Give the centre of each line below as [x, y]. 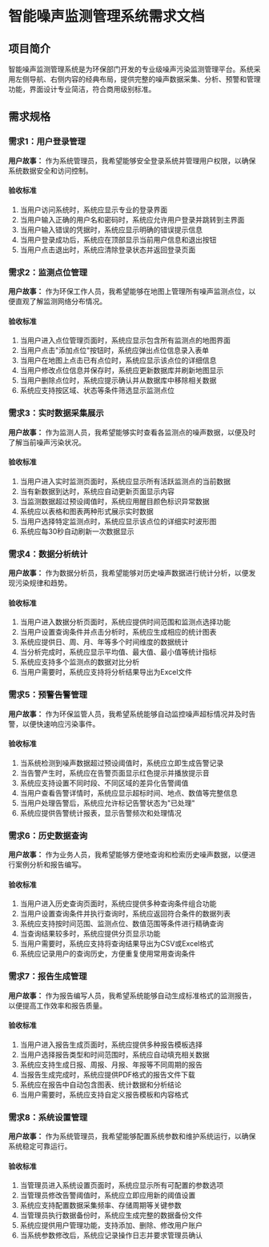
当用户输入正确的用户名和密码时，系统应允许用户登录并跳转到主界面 [132, 219]
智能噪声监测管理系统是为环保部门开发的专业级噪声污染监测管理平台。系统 [131, 69]
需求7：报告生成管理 [48, 976]
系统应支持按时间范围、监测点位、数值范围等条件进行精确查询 [122, 924]
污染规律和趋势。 [43, 583]
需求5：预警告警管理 [48, 695]
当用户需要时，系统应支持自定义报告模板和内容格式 [104, 1094]
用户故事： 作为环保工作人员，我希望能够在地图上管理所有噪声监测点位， [128, 291]
